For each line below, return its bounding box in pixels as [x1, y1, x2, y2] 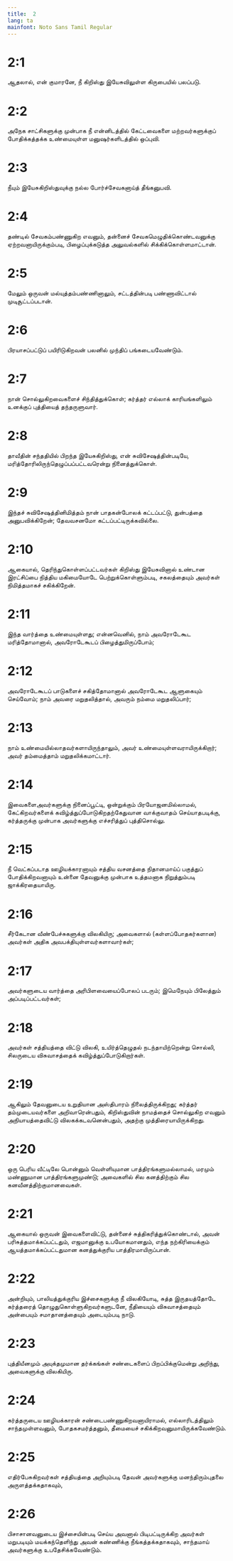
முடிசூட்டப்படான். [7, 297, 53, 305]
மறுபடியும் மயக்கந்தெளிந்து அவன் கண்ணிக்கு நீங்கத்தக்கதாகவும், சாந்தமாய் [7, 1537, 210, 1545]
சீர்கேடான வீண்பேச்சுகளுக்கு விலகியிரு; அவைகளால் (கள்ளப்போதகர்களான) [7, 930, 217, 938]
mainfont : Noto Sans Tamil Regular [7, 23, 113, 31]
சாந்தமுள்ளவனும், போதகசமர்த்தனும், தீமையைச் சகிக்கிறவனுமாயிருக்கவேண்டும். [7, 1423, 227, 1432]
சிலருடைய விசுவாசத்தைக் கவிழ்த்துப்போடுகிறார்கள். [7, 1051, 146, 1060]
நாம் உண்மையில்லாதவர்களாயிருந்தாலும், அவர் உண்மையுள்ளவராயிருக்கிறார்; [7, 743, 217, 751]
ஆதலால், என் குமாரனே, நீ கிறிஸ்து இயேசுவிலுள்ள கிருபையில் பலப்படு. [7, 77, 201, 86]
